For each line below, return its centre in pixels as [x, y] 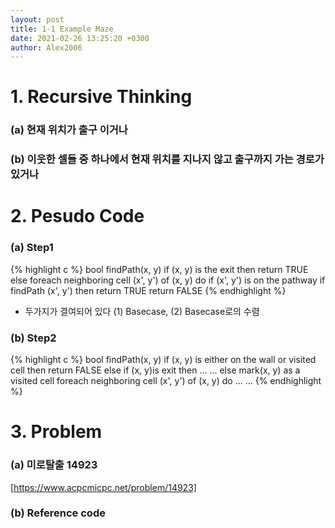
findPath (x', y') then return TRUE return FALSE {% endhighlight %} [148, 290]
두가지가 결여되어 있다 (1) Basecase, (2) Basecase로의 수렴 [142, 311]
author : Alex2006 [46, 47]
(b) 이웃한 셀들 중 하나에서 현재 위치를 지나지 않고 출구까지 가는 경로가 [167, 159]
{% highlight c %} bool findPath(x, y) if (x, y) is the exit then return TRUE [159, 269]
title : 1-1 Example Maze [62, 29]
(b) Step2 [33, 338]
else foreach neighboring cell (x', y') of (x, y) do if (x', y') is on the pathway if [168, 280]
